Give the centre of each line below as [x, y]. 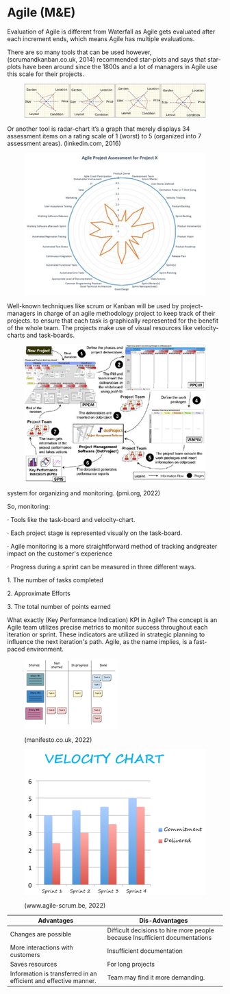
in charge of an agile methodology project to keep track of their [126, 313]
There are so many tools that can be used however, [79, 52]
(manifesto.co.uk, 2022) [58, 740]
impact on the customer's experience [60, 554]
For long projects [131, 964]
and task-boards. [51, 335]
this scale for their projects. [46, 74]
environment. [45, 649]
